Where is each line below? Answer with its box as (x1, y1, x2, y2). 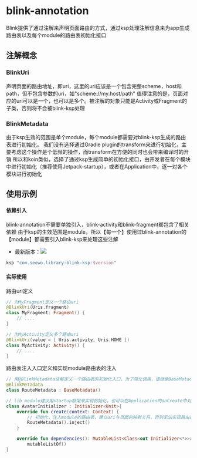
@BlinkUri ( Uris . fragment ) (6, 304, 69, 311)
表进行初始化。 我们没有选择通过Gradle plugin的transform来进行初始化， (6, 141, 182, 148)
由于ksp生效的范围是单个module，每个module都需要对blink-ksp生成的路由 (6, 133, 186, 140)
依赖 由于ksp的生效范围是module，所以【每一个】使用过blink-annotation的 (6, 228, 186, 235)
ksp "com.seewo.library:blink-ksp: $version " (6, 260, 117, 265)
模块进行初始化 (6, 170, 42, 177)
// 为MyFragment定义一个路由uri (6, 299, 79, 305)
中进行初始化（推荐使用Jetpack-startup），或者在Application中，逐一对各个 (6, 163, 188, 170)
